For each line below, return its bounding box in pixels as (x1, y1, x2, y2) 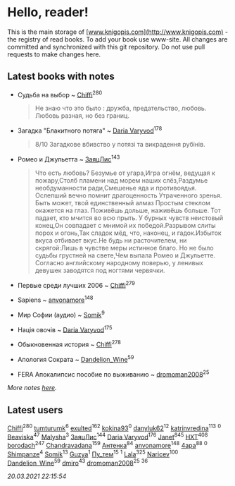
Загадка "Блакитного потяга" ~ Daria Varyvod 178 (17, 125, 163, 135)
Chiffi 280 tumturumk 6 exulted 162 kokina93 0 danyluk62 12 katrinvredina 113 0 (7, 423, 222, 432)
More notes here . (7, 384, 58, 392)
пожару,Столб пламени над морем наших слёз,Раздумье (34, 176, 208, 184)
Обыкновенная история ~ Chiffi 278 (17, 339, 122, 348)
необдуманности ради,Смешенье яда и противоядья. (34, 183, 197, 192)
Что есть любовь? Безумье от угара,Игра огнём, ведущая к (34, 169, 216, 177)
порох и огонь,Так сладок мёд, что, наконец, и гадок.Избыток (34, 229, 222, 237)
